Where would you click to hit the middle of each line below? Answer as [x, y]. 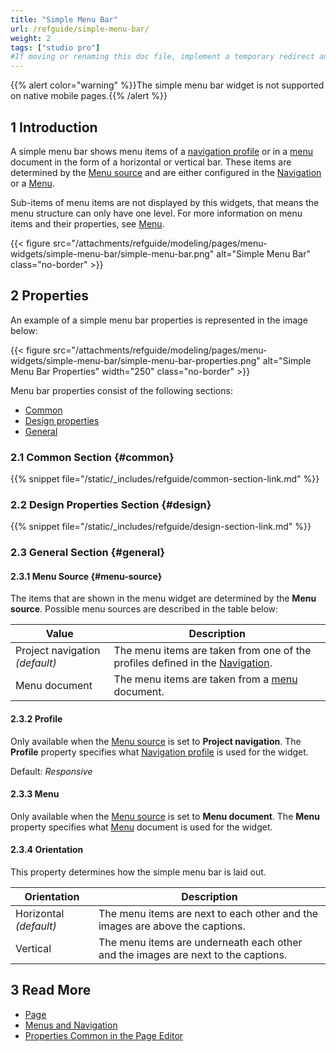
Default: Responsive [51, 771]
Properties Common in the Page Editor [104, 1035]
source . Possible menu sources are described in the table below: [144, 609]
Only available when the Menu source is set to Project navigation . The [156, 741]
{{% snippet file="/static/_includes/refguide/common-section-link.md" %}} [165, 479]
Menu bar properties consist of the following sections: [121, 390]
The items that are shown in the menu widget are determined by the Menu [163, 598]
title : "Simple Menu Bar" [64, 19]
